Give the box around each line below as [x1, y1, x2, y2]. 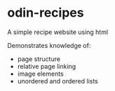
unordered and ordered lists [17, 76, 98, 85]
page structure [17, 54, 61, 63]
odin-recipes [7, 5, 84, 21]
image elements [17, 69, 65, 78]
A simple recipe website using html [7, 28, 109, 36]
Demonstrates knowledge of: [7, 41, 91, 49]
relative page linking [17, 62, 76, 70]
